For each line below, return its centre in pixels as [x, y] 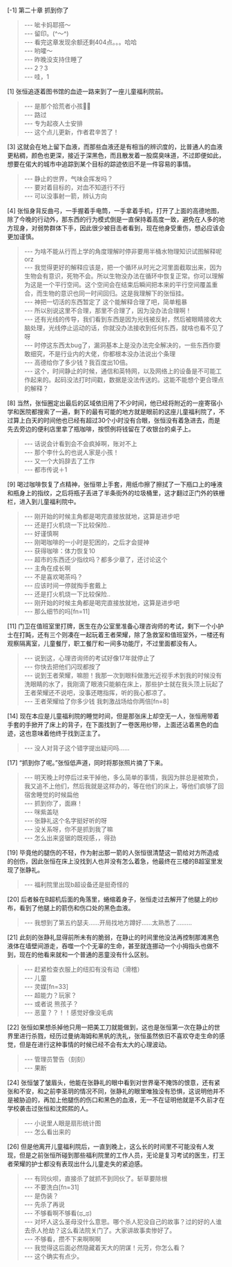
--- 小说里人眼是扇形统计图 [62, 1123]
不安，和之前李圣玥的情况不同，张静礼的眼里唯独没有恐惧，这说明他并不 [122, 1091]
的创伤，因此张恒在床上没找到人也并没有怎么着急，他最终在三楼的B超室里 [112, 861]
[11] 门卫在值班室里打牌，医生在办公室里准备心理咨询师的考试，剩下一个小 [113, 626]
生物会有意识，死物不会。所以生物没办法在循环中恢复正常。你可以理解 [124, 276]
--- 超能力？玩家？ [50, 995]
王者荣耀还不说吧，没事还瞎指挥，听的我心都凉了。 [97, 693]
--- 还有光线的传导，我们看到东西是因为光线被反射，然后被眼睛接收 [120, 319]
